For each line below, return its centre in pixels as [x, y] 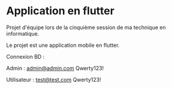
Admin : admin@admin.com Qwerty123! [55, 68]
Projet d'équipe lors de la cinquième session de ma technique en [86, 27]
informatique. [23, 33]
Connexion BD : [25, 56]
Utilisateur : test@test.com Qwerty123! [54, 80]
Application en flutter [61, 11]
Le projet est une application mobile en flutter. [63, 45]
